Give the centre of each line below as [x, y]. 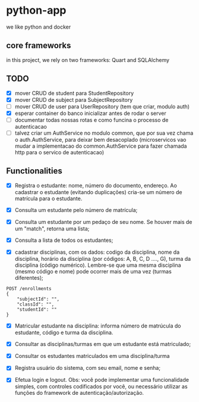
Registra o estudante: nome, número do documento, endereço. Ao [96, 185]
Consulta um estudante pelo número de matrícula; [76, 210]
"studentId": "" [37, 310]
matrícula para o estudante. [48, 198]
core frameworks [39, 46]
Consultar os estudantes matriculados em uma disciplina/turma [92, 356]
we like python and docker [39, 27]
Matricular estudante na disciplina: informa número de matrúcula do [98, 326]
